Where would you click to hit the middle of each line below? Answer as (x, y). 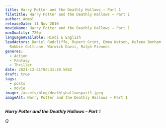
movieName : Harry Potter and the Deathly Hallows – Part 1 (68, 28)
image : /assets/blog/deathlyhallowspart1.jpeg (54, 93)
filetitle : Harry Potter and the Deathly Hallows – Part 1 (68, 14)
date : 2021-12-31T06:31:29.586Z (39, 70)
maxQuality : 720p (23, 33)
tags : (11, 79)
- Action (19, 56)
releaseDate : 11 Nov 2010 (32, 24)
